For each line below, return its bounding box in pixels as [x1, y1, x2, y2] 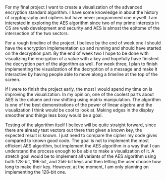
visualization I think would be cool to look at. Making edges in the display [5, 107, 154, 113]
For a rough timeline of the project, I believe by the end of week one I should [5, 40, 161, 46]
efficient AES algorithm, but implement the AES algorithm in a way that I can [5, 143, 160, 148]
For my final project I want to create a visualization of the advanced [5, 4, 143, 10]
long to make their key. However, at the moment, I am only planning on [5, 164, 149, 170]
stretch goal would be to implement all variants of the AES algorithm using [5, 153, 156, 159]
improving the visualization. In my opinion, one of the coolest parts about [5, 91, 154, 97]
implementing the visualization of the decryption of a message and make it [5, 66, 158, 72]
